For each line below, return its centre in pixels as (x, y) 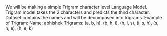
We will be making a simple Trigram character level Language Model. (76, 7)
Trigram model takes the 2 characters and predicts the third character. (78, 12)
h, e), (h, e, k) (19, 28)
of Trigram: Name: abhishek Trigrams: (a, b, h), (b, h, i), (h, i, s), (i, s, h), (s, (82, 23)
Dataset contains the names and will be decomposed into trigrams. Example (84, 18)
